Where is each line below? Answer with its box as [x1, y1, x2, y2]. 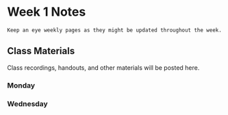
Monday [7, 80, 36, 90]
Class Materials [7, 45, 75, 57]
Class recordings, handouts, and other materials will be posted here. [7, 63, 200, 72]
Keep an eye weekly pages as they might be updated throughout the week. [7, 27, 223, 34]
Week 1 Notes [7, 4, 86, 20]
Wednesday [7, 99, 48, 108]
